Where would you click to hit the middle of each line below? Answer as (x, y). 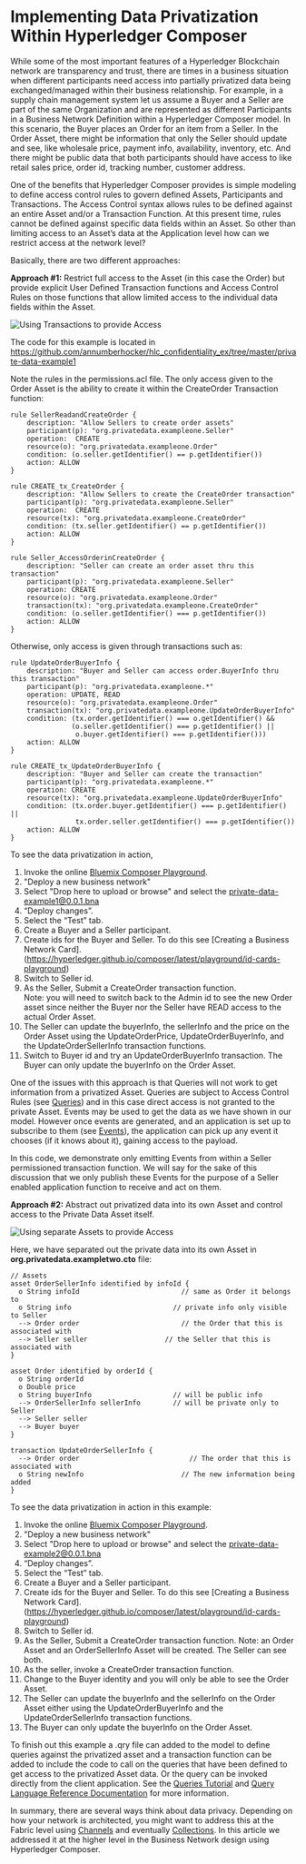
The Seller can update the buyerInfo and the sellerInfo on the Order (149, 1698)
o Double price (47, 1386)
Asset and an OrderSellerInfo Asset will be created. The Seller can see (155, 1650)
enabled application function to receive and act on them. (116, 1187)
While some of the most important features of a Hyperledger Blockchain (145, 61)
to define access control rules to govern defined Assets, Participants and (147, 194)
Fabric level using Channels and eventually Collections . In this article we (145, 1829)
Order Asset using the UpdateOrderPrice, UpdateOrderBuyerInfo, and (153, 1036)
